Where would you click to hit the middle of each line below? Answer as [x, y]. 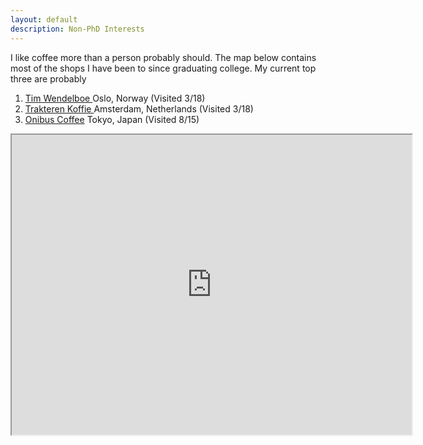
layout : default [44, 19]
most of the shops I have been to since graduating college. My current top [163, 68]
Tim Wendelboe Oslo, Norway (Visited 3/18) [115, 98]
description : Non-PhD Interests [77, 29]
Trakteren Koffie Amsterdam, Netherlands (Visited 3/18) [139, 108]
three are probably [48, 78]
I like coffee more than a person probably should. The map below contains [163, 57]
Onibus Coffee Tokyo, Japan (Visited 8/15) [112, 119]
